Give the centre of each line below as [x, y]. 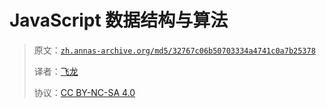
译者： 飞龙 [56, 71]
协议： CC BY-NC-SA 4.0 [84, 92]
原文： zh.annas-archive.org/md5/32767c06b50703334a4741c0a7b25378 [174, 50]
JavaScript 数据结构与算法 [119, 20]
